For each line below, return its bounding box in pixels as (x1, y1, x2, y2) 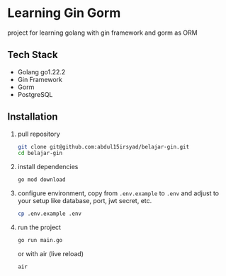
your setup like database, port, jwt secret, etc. (17, 197, 152, 205)
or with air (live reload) (17, 249, 84, 258)
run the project (17, 223, 62, 231)
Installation (7, 111, 58, 123)
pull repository (17, 130, 60, 138)
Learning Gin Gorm (7, 5, 121, 21)
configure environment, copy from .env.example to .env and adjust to (17, 189, 220, 197)
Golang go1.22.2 (17, 67, 66, 76)
